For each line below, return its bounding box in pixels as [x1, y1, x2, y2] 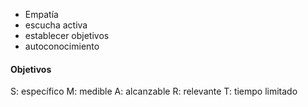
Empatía [24, 9, 59, 20]
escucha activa [24, 19, 88, 31]
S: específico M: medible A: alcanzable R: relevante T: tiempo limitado [10, 85, 298, 98]
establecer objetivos [24, 30, 110, 41]
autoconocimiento [24, 40, 100, 52]
